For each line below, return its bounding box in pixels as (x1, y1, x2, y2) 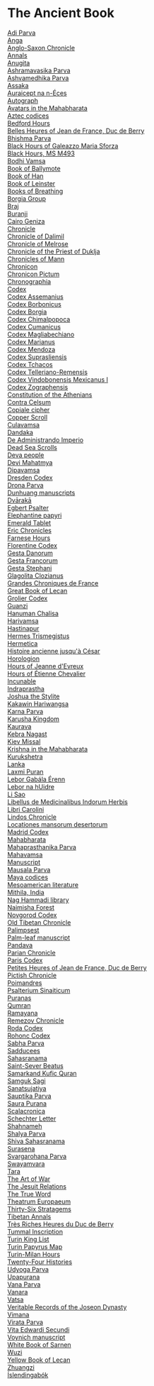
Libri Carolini (7, 805, 45, 813)
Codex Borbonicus (7, 299, 61, 308)
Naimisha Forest (7, 903, 55, 911)
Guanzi (7, 601, 28, 610)
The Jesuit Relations (7, 1182, 67, 1190)
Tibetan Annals (7, 1212, 52, 1221)
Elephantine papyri (7, 511, 62, 519)
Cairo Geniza (7, 216, 45, 225)
